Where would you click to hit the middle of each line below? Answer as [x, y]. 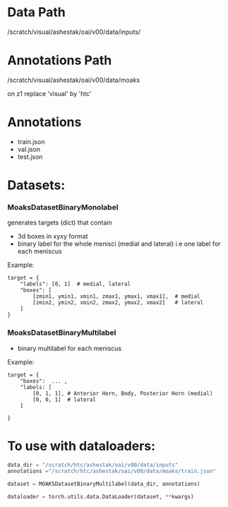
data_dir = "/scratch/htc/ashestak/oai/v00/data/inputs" [93, 465]
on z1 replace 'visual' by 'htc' [49, 93]
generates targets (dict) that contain [60, 222]
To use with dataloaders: [82, 446]
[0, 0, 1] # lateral [65, 400]
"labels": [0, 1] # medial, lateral [76, 284]
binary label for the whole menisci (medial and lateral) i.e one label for [119, 244]
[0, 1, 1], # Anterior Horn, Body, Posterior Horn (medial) [123, 393]
